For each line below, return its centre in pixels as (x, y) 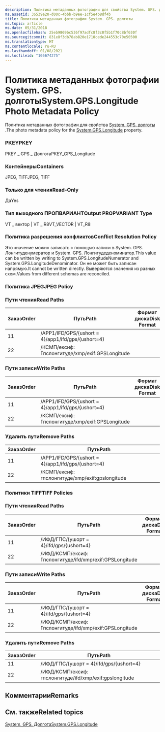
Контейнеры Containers (34, 166)
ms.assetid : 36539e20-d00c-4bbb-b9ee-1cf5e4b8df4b (58, 14)
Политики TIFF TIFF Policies (39, 493)
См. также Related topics (44, 712)
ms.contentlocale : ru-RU (30, 46)
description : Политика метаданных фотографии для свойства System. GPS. (81, 10)
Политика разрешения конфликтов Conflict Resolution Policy (81, 237)
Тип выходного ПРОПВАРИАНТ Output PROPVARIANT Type (79, 213)
